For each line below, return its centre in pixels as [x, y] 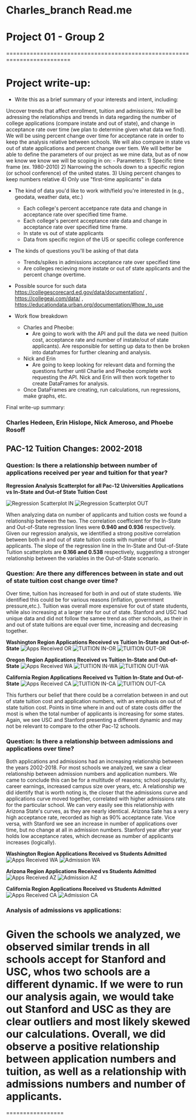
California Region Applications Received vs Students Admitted [84, 889]
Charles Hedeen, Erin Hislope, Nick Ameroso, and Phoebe [90, 422]
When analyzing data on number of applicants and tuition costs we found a [97, 514]
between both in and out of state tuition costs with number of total [86, 539]
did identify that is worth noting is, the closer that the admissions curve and [97, 793]
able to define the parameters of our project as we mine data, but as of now [97, 155]
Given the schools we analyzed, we [93, 934]
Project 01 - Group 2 [56, 37]
